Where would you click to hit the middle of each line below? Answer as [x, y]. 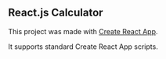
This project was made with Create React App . [83, 31]
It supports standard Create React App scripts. [83, 47]
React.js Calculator [56, 13]
